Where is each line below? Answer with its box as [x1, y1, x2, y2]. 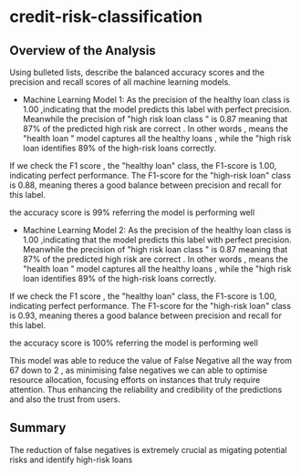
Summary [9, 420, 67, 436]
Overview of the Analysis [9, 43, 157, 58]
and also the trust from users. [9, 394, 120, 405]
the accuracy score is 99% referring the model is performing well [9, 207, 255, 218]
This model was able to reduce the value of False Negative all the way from [9, 355, 292, 366]
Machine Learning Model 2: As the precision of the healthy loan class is [22, 225, 292, 235]
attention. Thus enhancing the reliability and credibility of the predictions [9, 385, 283, 395]
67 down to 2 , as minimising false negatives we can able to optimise [9, 365, 267, 376]
